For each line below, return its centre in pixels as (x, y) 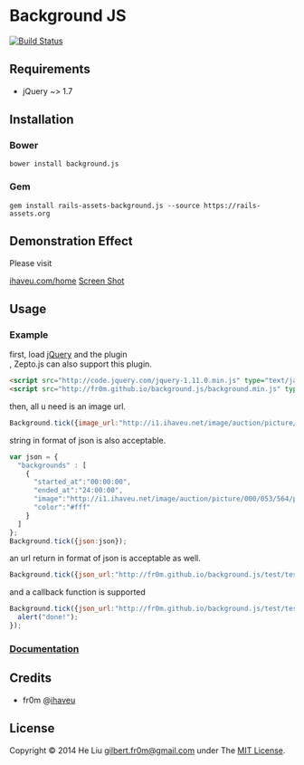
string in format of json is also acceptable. (88, 440)
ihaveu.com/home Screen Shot (67, 281)
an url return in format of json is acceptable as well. (105, 559)
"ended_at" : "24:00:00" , (78, 491)
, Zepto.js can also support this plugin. (81, 364)
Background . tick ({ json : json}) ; (68, 541)
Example (29, 334)
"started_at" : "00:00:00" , (82, 482)
